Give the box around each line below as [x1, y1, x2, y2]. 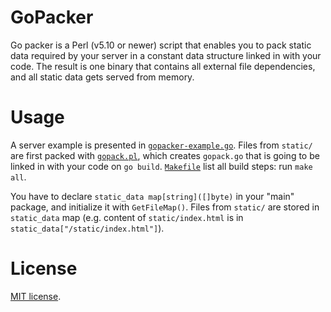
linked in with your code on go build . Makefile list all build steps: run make [10, 160, 313, 172]
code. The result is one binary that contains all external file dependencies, [10, 60, 316, 72]
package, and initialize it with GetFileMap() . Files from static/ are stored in [10, 201, 320, 213]
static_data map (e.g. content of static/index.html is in [10, 211, 244, 223]
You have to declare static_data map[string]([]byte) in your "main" [10, 190, 295, 202]
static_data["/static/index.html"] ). [10, 222, 165, 234]
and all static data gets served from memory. [10, 71, 195, 83]
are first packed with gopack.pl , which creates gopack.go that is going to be [10, 149, 320, 161]
